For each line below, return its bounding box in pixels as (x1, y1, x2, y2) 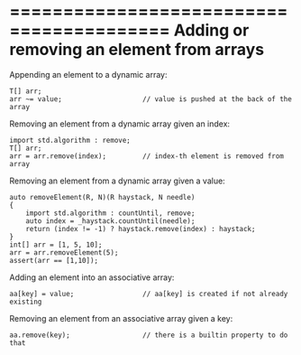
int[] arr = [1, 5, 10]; (9, 240, 103, 249)
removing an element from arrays (9, 40, 264, 60)
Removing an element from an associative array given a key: (9, 313, 233, 323)
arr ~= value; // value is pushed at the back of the (9, 94, 293, 104)
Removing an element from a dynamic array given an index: (9, 118, 231, 129)
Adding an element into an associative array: (9, 272, 175, 283)
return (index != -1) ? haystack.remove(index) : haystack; (25, 224, 256, 233)
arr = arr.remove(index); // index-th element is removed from (9, 151, 284, 161)
